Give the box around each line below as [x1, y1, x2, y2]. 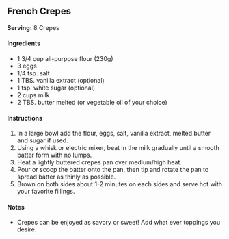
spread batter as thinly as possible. [16, 173, 116, 181]
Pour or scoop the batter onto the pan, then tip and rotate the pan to [16, 166, 209, 174]
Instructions [7, 114, 43, 122]
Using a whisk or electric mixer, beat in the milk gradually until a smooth [16, 144, 220, 152]
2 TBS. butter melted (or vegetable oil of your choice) [16, 99, 167, 107]
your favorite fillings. [16, 188, 75, 196]
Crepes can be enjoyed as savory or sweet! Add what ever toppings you [16, 218, 221, 227]
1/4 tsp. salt [16, 69, 50, 77]
